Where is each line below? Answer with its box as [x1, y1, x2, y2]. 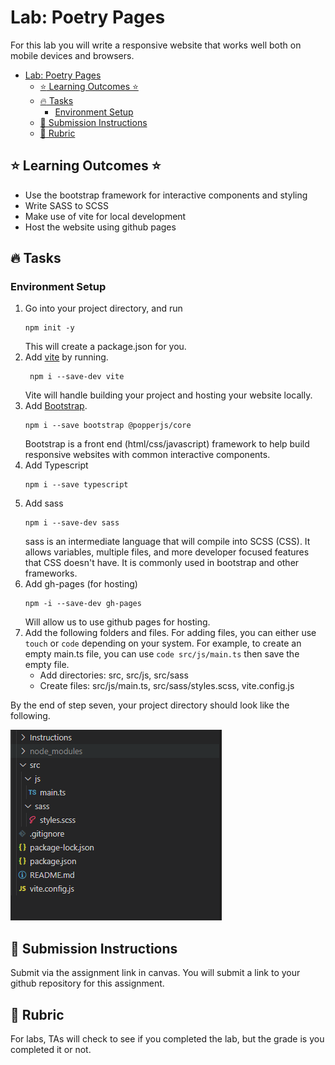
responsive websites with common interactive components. [24, 449, 271, 461]
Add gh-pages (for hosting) [24, 578, 138, 590]
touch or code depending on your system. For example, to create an [24, 637, 302, 650]
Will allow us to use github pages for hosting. [24, 616, 211, 628]
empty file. [24, 659, 70, 671]
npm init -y [24, 323, 75, 333]
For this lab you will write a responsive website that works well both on [10, 39, 302, 51]
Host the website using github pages [24, 221, 177, 233]
